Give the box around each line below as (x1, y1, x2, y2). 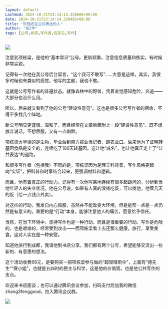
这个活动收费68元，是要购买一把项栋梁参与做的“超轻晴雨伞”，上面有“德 (5, 259, 152, 265)
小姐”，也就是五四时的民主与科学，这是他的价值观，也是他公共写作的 (17, 265, 160, 271)
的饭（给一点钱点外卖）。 (5, 191, 56, 197)
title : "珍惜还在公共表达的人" (5, 21, 63, 27)
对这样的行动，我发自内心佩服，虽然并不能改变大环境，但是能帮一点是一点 (5, 202, 158, 208)
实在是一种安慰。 (26, 231, 62, 237)
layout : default (5, 7, 39, 13)
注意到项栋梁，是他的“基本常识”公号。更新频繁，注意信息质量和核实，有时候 (5, 55, 162, 60)
